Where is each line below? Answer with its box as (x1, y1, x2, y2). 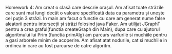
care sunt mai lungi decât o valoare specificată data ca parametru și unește (5, 10, 165, 16)
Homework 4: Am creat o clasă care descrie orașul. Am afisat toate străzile (5, 5, 164, 10)
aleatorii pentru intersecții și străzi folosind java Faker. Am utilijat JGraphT (5, 21, 161, 27)
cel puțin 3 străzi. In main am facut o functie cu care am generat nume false (5, 15, 165, 21)
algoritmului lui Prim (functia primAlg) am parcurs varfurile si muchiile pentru (5, 32, 167, 38)
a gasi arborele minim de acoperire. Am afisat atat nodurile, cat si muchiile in (5, 37, 167, 43)
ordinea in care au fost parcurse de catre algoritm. (5, 43, 112, 48)
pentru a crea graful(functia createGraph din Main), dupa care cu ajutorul (5, 26, 160, 32)
